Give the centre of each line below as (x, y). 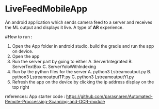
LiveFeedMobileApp (46, 9)
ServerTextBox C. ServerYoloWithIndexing (54, 67)
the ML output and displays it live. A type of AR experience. (64, 27)
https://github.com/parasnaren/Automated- (109, 96)
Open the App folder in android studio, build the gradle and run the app (83, 46)
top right (21, 87)
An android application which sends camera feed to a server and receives (79, 22)
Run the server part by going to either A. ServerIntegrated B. (72, 61)
